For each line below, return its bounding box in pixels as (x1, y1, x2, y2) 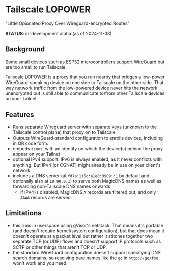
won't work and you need (12, 260, 67, 266)
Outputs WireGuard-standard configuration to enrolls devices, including (12, 134, 163, 141)
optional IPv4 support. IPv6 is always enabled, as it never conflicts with (12, 156, 162, 162)
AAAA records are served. (20, 194, 72, 200)
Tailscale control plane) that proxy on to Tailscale (12, 129, 116, 135)
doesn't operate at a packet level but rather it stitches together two (12, 233, 153, 239)
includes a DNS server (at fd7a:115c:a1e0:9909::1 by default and (12, 172, 150, 179)
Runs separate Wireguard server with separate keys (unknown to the (12, 124, 157, 130)
